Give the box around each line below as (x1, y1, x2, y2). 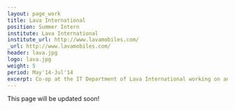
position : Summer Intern (7, 23, 80, 30)
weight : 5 (7, 62, 36, 69)
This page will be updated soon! (7, 95, 100, 103)
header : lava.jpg (7, 50, 58, 57)
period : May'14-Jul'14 (7, 69, 73, 76)
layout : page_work (7, 10, 61, 18)
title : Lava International (7, 17, 86, 24)
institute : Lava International (7, 29, 99, 37)
